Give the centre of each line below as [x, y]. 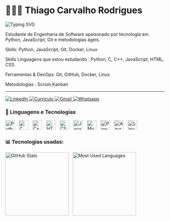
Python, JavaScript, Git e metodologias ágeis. [53, 40]
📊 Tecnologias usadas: [35, 142]
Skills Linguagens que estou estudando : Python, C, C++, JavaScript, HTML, [85, 59]
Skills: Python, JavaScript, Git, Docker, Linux [51, 49]
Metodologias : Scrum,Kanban [37, 84]
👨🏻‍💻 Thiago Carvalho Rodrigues [74, 10]
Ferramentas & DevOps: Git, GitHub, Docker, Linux [58, 74]
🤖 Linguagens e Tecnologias [40, 112]
